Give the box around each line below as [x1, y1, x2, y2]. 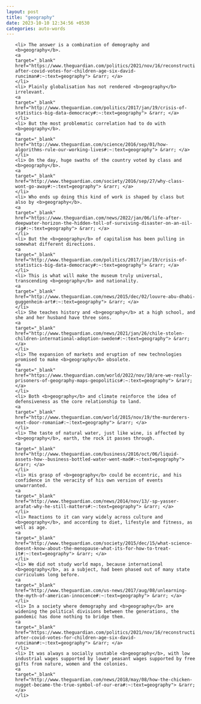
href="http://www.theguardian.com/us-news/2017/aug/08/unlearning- [14, 588, 187, 594]
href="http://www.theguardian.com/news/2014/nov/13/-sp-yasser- [14, 498, 179, 504]
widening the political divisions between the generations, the [14, 609, 179, 615]
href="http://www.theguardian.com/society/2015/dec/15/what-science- [14, 540, 193, 546]
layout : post [6, 8, 39, 15]
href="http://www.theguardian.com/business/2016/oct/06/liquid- [14, 451, 179, 458]
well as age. [14, 525, 48, 531]
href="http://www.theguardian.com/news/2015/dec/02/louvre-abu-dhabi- [14, 294, 196, 300]
